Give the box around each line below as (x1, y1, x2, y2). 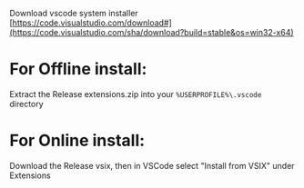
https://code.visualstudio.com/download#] (12, 17, 173, 28)
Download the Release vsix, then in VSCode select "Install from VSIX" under (9, 160, 295, 171)
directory (9, 98, 44, 109)
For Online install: (9, 131, 146, 151)
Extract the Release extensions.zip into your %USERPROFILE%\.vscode (9, 88, 262, 99)
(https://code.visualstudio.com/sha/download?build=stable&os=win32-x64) (9, 27, 294, 37)
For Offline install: (9, 59, 147, 80)
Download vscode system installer (9, 8, 138, 18)
